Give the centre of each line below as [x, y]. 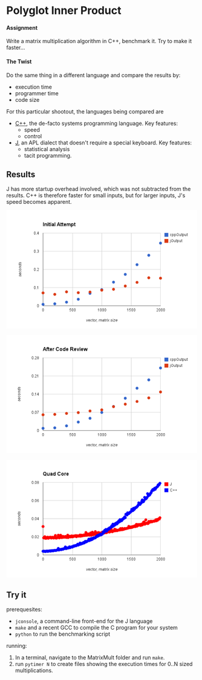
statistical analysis [47, 149]
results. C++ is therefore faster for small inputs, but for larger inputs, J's [96, 195]
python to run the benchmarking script [63, 634]
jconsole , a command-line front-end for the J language [84, 621]
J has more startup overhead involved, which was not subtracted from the [99, 189]
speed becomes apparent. [39, 202]
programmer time [37, 93]
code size [27, 99]
